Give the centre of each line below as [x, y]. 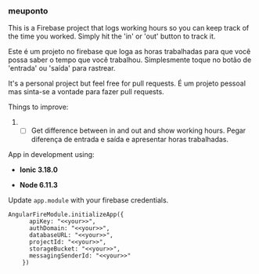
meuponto [28, 11]
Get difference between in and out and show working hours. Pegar [138, 130]
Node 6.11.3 [39, 185]
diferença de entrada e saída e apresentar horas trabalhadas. [130, 140]
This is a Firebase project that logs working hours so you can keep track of [129, 28]
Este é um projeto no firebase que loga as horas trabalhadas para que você [129, 52]
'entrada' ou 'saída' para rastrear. [62, 68]
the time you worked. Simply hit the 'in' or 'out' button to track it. [112, 36]
